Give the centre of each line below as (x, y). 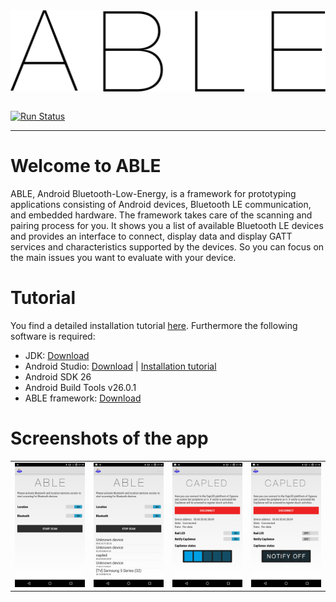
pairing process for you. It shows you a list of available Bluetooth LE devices (167, 225)
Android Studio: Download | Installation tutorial (120, 366)
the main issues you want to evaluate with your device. (123, 257)
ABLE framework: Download (83, 398)
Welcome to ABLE (86, 166)
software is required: (53, 336)
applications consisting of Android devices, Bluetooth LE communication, (161, 204)
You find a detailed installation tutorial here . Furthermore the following (154, 325)
